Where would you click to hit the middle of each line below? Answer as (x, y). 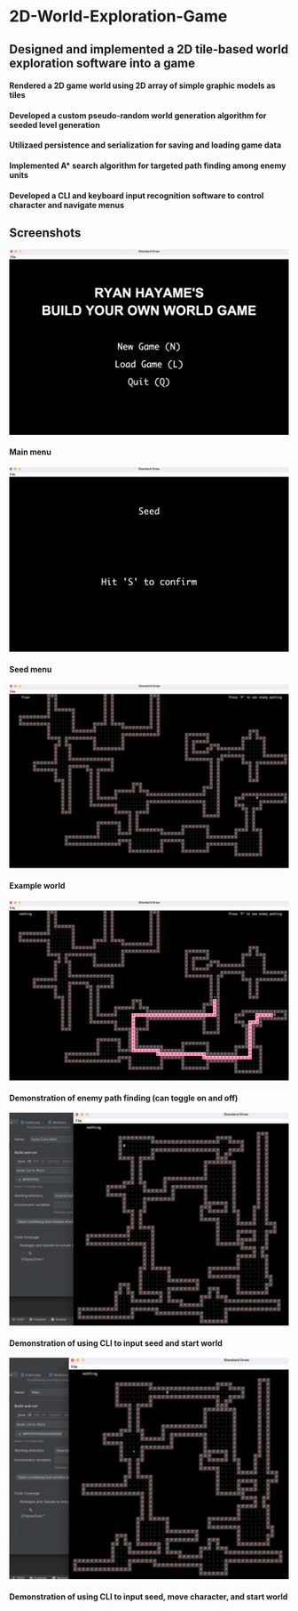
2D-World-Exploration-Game (118, 16)
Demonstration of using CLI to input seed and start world (116, 1343)
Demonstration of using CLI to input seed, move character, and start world (149, 1596)
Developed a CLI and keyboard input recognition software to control (137, 195)
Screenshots (45, 233)
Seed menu (31, 670)
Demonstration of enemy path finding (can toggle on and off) (124, 1098)
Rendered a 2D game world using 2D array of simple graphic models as (142, 85)
